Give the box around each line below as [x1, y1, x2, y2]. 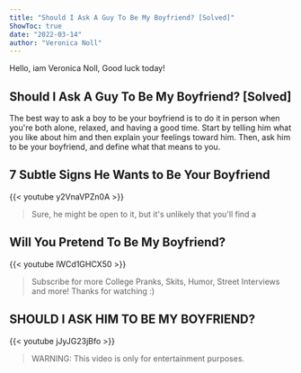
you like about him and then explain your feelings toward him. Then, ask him [9, 132, 291, 143]
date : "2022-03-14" [9, 30, 83, 39]
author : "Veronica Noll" [9, 38, 102, 48]
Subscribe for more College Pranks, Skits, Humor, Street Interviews [31, 276, 280, 287]
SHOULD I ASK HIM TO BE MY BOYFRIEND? [9, 312, 256, 327]
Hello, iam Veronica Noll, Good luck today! [9, 63, 165, 74]
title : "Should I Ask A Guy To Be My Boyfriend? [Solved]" [9, 13, 235, 22]
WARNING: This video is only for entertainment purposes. [31, 352, 245, 364]
